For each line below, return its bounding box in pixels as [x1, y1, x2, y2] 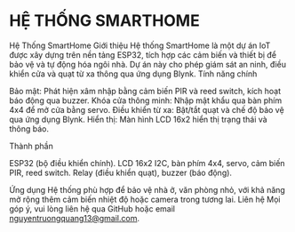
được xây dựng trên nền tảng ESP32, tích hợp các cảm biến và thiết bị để [9, 49, 277, 60]
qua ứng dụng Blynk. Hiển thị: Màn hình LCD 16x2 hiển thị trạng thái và [9, 114, 268, 124]
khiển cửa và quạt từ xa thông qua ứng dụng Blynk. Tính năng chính [9, 68, 258, 79]
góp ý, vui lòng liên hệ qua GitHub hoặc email [9, 203, 176, 214]
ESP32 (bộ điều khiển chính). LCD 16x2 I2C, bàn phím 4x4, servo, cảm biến [9, 157, 286, 168]
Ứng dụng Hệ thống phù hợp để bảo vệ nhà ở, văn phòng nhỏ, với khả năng [9, 184, 286, 195]
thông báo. [9, 123, 50, 134]
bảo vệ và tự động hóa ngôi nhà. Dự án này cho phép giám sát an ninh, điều [9, 59, 287, 69]
